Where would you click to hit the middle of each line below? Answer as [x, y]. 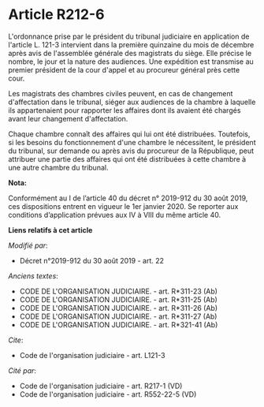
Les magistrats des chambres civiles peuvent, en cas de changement [121, 93]
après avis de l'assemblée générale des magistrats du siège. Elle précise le [130, 53]
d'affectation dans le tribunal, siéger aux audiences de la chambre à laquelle [132, 102]
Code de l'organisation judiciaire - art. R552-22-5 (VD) [108, 394]
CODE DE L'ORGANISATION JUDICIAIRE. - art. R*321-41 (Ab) [119, 324]
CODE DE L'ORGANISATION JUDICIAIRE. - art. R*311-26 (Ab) [119, 308]
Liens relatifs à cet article [50, 230]
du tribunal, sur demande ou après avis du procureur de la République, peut [131, 151]
